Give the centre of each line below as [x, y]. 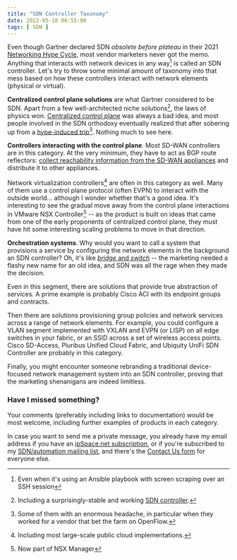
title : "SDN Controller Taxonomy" [58, 14]
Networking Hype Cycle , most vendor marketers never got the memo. [109, 54]
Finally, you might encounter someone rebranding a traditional [98, 366]
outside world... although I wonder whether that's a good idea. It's [103, 198]
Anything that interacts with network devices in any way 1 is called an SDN [114, 63]
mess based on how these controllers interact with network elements [108, 78]
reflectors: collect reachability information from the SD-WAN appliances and [118, 160]
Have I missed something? [54, 400]
